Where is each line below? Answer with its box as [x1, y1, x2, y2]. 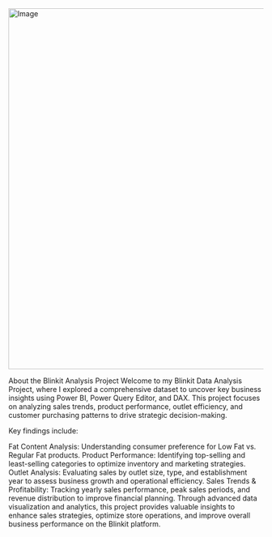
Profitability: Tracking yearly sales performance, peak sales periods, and [8, 485, 251, 494]
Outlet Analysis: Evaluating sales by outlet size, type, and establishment [8, 467, 248, 477]
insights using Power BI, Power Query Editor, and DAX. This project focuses [8, 393, 261, 403]
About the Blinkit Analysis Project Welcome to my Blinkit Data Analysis [8, 376, 243, 386]
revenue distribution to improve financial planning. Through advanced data [8, 493, 257, 503]
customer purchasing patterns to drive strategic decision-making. [8, 411, 228, 420]
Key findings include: [8, 426, 79, 436]
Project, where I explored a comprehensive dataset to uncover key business [8, 385, 261, 394]
